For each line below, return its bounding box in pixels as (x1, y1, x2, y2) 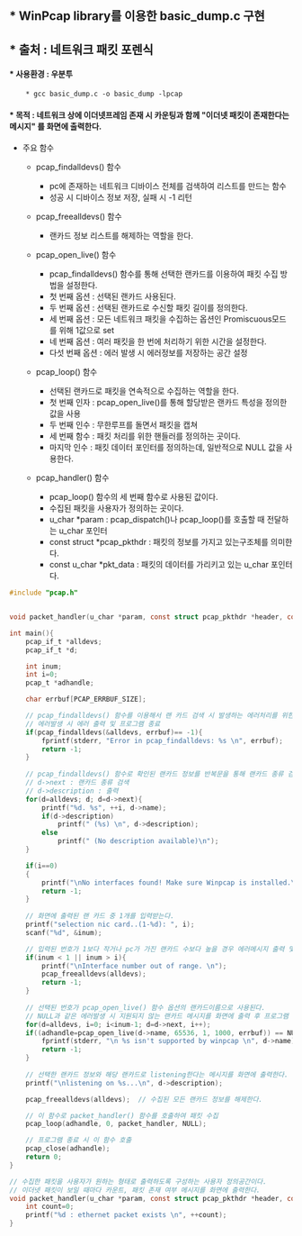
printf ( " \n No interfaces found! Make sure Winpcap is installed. (41, 877, 292, 887)
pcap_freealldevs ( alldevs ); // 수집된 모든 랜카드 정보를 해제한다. (25, 1095, 263, 1104)
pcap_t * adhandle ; (25, 678, 94, 687)
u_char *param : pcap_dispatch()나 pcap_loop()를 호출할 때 (49, 514, 265, 525)
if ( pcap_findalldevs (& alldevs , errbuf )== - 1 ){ (25, 728, 203, 737)
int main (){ (9, 629, 54, 638)
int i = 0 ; (25, 670, 58, 679)
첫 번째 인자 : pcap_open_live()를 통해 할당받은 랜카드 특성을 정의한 (49, 397, 288, 408)
